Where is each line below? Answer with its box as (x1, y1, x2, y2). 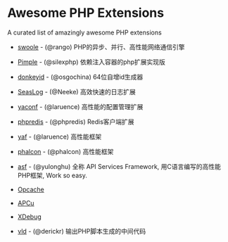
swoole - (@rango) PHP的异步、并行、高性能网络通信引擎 (17, 42, 185, 51)
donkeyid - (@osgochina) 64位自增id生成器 (17, 72, 144, 81)
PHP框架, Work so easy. (17, 171, 88, 179)
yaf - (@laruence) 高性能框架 (17, 132, 102, 141)
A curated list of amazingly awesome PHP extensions (7, 28, 162, 37)
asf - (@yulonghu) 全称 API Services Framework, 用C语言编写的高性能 (17, 162, 222, 170)
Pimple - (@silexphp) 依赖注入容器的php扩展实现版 (17, 58, 165, 66)
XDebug (17, 212, 42, 221)
